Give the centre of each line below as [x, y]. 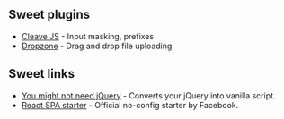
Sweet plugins [49, 15]
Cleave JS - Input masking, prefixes [88, 36]
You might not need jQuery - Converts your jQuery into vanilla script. [148, 95]
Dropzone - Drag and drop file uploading [97, 46]
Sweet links [42, 74]
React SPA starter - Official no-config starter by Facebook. [130, 105]
